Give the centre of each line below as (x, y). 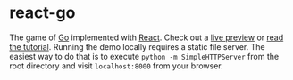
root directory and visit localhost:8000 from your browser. (116, 66)
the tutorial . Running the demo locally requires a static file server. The (137, 46)
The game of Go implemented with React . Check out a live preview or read (146, 37)
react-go (42, 13)
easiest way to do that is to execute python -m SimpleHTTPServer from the (144, 56)
